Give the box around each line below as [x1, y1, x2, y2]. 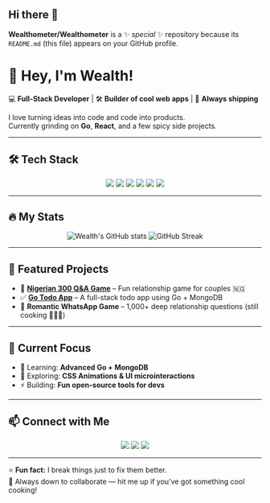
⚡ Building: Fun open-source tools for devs [19, 380, 165, 390]
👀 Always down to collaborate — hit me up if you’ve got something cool [8, 476, 245, 486]
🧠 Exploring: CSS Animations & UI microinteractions [19, 371, 195, 381]
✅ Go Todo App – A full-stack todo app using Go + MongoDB [19, 293, 223, 303]
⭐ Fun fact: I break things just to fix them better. [8, 464, 167, 475]
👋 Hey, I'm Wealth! [8, 67, 134, 85]
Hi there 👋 [8, 8, 59, 22]
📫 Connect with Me [8, 415, 110, 429]
